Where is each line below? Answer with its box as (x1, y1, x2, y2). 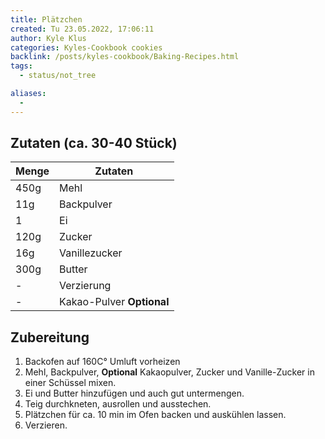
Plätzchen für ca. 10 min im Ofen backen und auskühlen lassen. (24, 409, 287, 421)
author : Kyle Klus (10, 33, 87, 43)
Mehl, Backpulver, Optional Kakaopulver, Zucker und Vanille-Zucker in (24, 366, 315, 378)
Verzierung (59, 279, 112, 293)
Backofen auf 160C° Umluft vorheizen (24, 356, 181, 368)
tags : (10, 61, 33, 71)
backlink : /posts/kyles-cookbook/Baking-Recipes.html (10, 52, 240, 62)
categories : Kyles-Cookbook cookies (10, 42, 163, 53)
